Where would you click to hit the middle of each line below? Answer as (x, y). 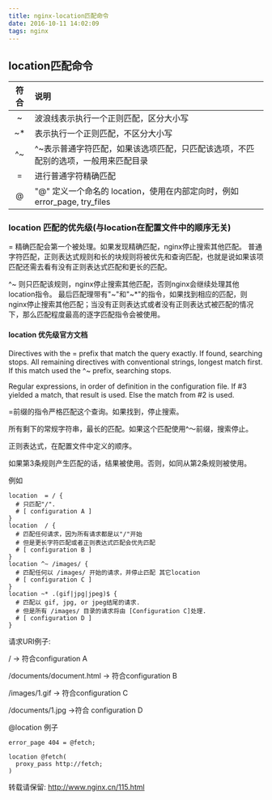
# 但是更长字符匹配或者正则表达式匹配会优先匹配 (86, 543)
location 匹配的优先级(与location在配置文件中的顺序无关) (120, 228)
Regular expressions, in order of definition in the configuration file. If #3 (127, 386)
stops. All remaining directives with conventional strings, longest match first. (136, 362)
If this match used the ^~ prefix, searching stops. (90, 370)
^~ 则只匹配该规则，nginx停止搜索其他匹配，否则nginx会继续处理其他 (124, 284)
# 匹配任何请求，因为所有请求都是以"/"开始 (79, 534)
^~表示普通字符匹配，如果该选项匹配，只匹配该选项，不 (140, 149)
